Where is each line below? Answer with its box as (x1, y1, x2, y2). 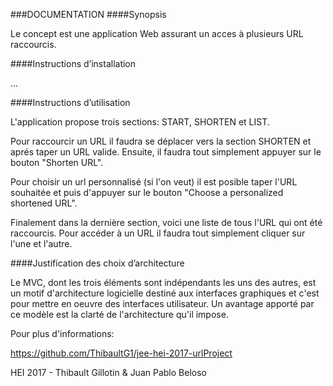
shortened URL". (10, 197, 78, 209)
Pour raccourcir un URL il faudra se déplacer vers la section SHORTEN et (10, 135, 312, 147)
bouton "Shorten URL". (10, 157, 104, 168)
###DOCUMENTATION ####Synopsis (10, 9, 167, 20)
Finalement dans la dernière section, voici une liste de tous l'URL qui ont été (10, 217, 323, 228)
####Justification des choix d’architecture (10, 257, 185, 269)
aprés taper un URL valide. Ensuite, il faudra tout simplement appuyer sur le (10, 146, 322, 158)
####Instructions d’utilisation (10, 97, 131, 108)
